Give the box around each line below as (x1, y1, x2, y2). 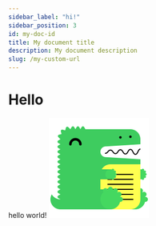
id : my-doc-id (8, 30, 56, 38)
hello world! (8, 210, 47, 220)
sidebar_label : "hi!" (8, 13, 81, 21)
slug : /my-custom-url (8, 55, 81, 63)
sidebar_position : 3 (8, 21, 78, 30)
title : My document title (8, 38, 94, 46)
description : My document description (8, 46, 138, 55)
